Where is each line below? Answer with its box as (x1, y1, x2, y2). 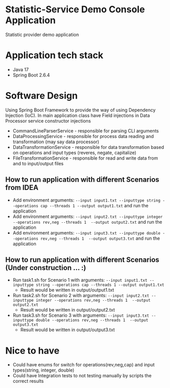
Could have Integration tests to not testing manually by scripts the (12, 373, 152, 379)
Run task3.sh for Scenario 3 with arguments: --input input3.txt (12, 312, 150, 319)
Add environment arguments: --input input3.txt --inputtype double (12, 229, 161, 236)
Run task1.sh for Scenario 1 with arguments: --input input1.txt (12, 277, 147, 283)
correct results (12, 378, 44, 384)
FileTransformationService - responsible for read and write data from (12, 155, 158, 161)
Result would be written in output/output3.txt (20, 327, 115, 333)
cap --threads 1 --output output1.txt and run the (40, 202, 148, 208)
